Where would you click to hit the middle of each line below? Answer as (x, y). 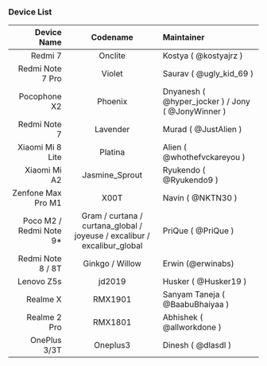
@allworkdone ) (192, 327)
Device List (30, 12)
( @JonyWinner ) (194, 111)
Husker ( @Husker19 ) (205, 282)
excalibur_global (112, 246)
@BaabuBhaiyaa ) (196, 305)
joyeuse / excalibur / (112, 236)
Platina (112, 152)
